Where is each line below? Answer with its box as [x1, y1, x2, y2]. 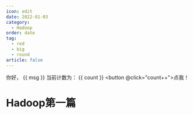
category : [6, 19, 30, 25]
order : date [6, 30, 35, 36]
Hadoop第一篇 [6, 96, 76, 109]
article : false [6, 57, 43, 63]
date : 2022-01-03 [6, 14, 49, 20]
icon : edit [6, 8, 33, 15]
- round [11, 52, 30, 57]
